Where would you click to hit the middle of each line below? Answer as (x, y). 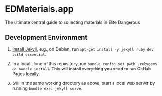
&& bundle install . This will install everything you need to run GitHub (81, 69)
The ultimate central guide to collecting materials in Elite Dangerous (73, 22)
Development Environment (46, 37)
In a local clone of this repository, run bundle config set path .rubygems (85, 63)
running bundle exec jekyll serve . (47, 88)
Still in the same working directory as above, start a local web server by (83, 83)
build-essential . (29, 54)
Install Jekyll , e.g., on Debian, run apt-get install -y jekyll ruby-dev (83, 49)
